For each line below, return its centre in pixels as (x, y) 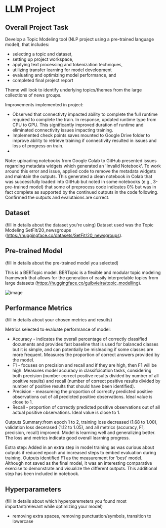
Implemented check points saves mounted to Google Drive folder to (81, 135)
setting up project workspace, (43, 59)
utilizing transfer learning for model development (62, 70)
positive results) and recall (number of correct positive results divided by (86, 381)
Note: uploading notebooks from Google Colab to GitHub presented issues (81, 161)
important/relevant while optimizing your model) (54, 506)
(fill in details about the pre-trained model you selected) (62, 263)
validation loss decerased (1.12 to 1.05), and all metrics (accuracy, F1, (75, 427)
